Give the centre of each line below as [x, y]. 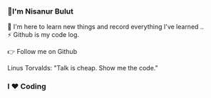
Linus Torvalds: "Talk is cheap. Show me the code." [83, 68]
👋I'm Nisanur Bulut [40, 11]
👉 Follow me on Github [42, 52]
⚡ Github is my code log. [43, 35]
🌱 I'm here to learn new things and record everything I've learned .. [106, 27]
